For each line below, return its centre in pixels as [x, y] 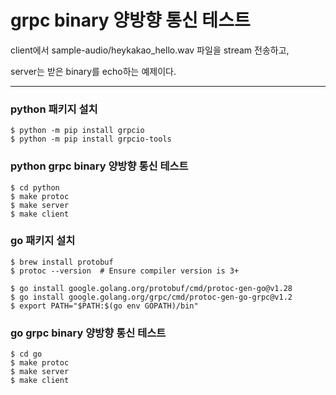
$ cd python [35, 187]
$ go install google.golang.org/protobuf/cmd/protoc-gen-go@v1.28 [151, 288]
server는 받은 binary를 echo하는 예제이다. [93, 71]
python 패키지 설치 [54, 109]
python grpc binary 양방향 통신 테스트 [99, 166]
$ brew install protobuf [62, 262]
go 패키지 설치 [43, 241]
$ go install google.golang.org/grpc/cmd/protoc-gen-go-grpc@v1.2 [151, 297]
